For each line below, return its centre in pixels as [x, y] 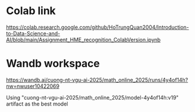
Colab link [31, 11]
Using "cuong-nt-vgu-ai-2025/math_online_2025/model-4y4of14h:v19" [93, 97]
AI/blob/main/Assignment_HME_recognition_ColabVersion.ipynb [83, 39]
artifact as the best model [37, 104]
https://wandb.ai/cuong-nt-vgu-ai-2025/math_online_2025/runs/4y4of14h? [97, 80]
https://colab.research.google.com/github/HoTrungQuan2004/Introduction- [97, 27]
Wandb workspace [53, 64]
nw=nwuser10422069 [33, 86]
